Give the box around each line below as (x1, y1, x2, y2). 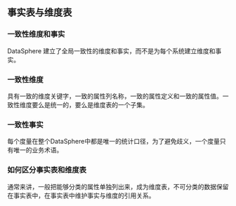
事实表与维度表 (7, 6, 72, 19)
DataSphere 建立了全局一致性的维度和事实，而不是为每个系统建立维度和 (7, 46, 216, 55)
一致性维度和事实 (7, 29, 65, 39)
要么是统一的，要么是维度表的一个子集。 (31, 100, 149, 109)
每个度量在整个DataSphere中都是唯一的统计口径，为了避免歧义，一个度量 (7, 137, 220, 146)
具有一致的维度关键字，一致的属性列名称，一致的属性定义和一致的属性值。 (7, 92, 223, 100)
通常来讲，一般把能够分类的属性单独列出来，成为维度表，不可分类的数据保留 (7, 182, 229, 191)
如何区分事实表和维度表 (7, 165, 86, 175)
